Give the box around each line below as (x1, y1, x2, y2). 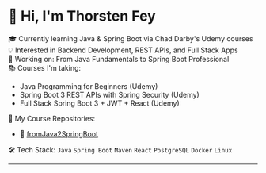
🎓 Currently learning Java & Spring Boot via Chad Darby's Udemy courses (8, 33, 253, 43)
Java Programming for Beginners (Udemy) (19, 81, 158, 90)
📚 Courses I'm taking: (8, 63, 82, 72)
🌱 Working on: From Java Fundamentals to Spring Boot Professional (8, 54, 230, 63)
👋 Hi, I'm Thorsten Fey (8, 7, 156, 25)
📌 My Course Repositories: (8, 113, 96, 123)
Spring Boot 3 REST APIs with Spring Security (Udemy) (19, 90, 199, 99)
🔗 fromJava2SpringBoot (19, 129, 99, 138)
